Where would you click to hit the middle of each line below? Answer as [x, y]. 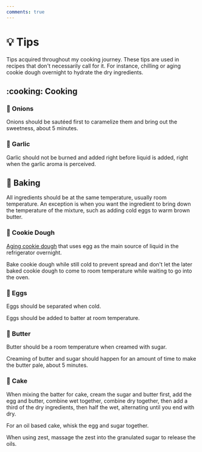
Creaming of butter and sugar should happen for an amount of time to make [101, 359]
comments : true [26, 12]
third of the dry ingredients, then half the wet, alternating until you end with [100, 407]
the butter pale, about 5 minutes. [47, 365]
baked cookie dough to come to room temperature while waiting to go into [99, 271]
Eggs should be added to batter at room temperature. [73, 318]
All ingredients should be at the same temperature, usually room [87, 198]
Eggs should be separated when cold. [54, 306]
